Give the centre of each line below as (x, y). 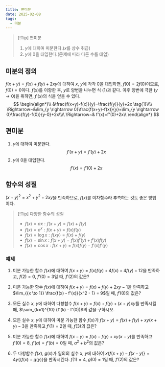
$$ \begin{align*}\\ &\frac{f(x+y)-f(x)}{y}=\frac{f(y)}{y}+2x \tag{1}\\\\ (83, 104)
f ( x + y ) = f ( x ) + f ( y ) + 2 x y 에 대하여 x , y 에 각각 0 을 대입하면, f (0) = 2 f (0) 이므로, (82, 84)
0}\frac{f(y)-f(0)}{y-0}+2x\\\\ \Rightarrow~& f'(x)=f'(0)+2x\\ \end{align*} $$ (83, 115)
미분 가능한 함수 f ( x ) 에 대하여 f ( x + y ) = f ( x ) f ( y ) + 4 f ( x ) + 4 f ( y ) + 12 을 (80, 271)
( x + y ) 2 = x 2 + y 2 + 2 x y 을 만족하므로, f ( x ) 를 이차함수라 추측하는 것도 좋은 (76, 197)
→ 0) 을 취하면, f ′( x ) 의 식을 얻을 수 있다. (43, 96)
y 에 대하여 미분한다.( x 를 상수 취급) (58, 48)
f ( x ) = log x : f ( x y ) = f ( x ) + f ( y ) (55, 235)
